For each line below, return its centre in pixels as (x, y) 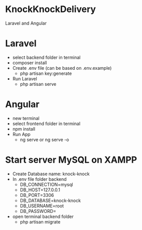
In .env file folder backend (39, 179)
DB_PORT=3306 (37, 195)
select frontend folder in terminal (46, 124)
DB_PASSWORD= (38, 211)
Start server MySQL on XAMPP (71, 160)
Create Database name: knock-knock (51, 174)
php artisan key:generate (46, 73)
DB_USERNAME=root (42, 206)
